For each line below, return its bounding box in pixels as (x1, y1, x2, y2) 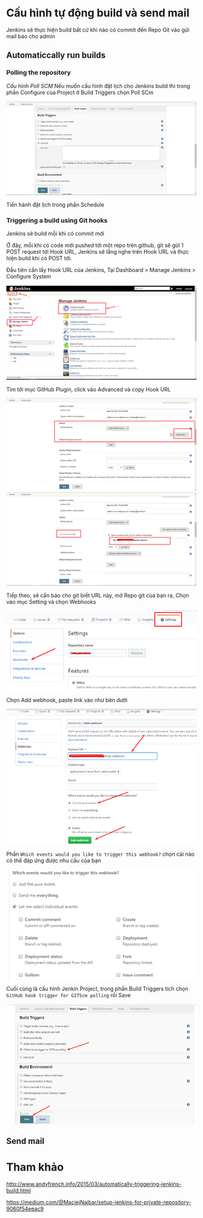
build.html (6, 1187, 31, 1194)
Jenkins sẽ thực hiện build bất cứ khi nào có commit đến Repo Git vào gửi (6, 26, 190, 33)
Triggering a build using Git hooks (6, 216, 108, 225)
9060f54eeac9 (6, 1205, 44, 1213)
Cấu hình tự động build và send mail (6, 6, 190, 20)
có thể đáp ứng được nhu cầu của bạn (6, 856, 101, 864)
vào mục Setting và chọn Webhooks (6, 598, 97, 605)
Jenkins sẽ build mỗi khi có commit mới (6, 230, 105, 237)
